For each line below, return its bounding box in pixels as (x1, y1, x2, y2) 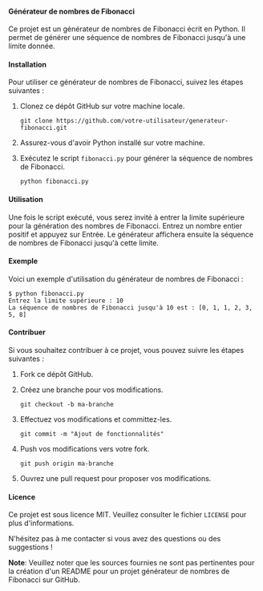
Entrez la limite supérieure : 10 (8, 297, 124, 305)
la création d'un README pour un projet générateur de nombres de (8, 566, 230, 577)
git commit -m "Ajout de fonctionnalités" (19, 430, 164, 439)
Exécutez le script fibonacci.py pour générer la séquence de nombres (19, 153, 253, 164)
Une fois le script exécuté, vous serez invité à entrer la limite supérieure (8, 213, 245, 222)
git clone (19, 117, 54, 125)
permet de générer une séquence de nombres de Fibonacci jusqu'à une (8, 33, 246, 43)
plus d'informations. (8, 518, 75, 528)
